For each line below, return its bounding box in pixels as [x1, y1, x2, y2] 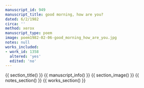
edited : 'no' [9, 58, 37, 63]
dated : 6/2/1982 [5, 16, 39, 21]
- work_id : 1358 [5, 49, 39, 54]
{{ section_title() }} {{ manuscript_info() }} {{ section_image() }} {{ [5, 72, 140, 78]
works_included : [5, 44, 39, 49]
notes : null [5, 40, 30, 45]
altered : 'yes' [9, 53, 41, 59]
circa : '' [5, 21, 26, 26]
